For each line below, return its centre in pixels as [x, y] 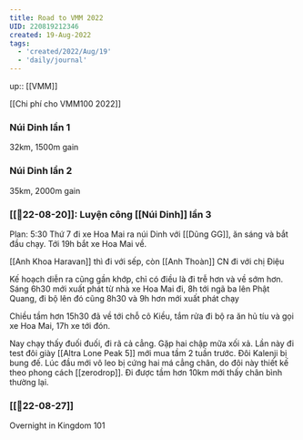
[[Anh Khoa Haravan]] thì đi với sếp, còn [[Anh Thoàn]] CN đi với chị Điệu [147, 261]
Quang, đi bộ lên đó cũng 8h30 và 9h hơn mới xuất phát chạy [124, 298]
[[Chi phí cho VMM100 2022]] [65, 104]
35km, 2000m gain [45, 190]
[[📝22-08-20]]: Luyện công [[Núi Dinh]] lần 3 [111, 214]
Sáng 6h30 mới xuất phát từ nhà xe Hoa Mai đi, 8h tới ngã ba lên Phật [140, 289]
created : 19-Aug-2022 [50, 35]
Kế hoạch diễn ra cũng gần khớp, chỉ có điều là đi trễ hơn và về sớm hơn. [146, 279]
